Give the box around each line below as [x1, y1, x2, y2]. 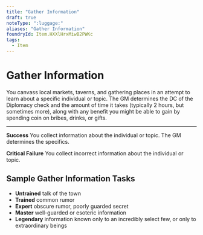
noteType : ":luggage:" [6, 20, 63, 26]
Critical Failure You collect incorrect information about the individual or [6, 149, 184, 157]
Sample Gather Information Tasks [6, 173, 135, 184]
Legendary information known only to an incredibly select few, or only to [14, 215, 196, 222]
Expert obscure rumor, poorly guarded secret [14, 202, 129, 210]
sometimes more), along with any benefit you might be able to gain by [6, 108, 180, 115]
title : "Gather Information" [6, 8, 80, 15]
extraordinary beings [14, 222, 68, 229]
